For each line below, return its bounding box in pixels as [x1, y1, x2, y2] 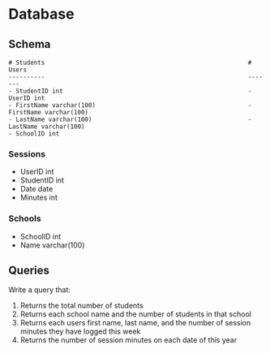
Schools [8, 213, 42, 224]
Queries [8, 263, 50, 277]
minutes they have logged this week [19, 326, 141, 337]
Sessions [8, 148, 46, 159]
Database [8, 5, 75, 24]
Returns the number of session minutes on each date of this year [19, 335, 238, 345]
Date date [19, 184, 54, 194]
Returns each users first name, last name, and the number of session [19, 318, 251, 328]
